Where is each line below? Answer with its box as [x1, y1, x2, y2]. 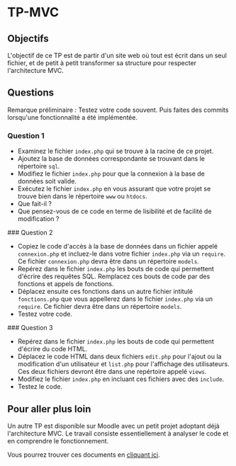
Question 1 [7, 130, 45, 140]
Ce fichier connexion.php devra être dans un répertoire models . [17, 257, 200, 266]
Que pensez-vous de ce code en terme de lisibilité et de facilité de [17, 207, 212, 216]
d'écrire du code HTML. [17, 345, 88, 353]
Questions [7, 86, 55, 99]
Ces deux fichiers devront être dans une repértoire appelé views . [17, 368, 207, 376]
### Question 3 [7, 324, 53, 332]
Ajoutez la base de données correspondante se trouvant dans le [17, 154, 206, 163]
